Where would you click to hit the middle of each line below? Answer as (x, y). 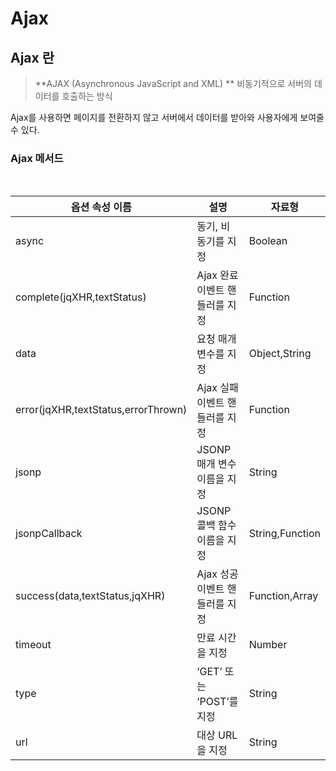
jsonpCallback (49, 534)
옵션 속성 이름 (101, 207)
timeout (33, 645)
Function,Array (283, 596)
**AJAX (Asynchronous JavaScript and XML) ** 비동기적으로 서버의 (173, 83)
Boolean (268, 241)
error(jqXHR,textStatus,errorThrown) (101, 410)
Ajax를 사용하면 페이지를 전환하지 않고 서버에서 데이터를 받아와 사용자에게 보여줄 (167, 117)
